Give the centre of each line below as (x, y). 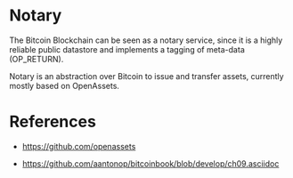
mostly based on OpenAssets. (65, 85)
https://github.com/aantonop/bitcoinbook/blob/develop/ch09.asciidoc (151, 163)
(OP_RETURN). (37, 59)
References (53, 122)
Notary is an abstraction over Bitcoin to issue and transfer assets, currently (146, 76)
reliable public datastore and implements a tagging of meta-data (127, 49)
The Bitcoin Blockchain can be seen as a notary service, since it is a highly (146, 40)
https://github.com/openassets (79, 146)
